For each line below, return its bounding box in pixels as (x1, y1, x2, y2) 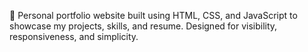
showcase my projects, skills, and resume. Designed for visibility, (9, 20, 278, 32)
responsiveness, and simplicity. (9, 31, 139, 42)
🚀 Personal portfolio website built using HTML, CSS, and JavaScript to (9, 10, 298, 21)
